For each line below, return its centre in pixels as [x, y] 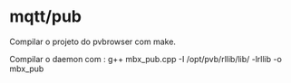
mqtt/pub [46, 17]
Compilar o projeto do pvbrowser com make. [93, 41]
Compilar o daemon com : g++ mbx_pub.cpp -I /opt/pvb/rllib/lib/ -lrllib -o [146, 59]
